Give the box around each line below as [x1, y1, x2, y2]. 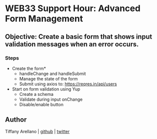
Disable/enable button [19, 101, 64, 107]
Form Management [5, 13, 83, 24]
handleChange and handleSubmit [19, 71, 86, 77]
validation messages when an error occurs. [5, 40, 139, 48]
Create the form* [12, 65, 46, 71]
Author [5, 116, 27, 124]
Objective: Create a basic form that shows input [5, 32, 153, 41]
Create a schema [19, 91, 54, 97]
